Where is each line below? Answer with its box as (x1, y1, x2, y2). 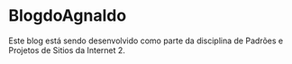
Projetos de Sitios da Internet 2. (8, 44, 125, 55)
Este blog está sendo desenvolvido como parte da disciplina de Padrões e (8, 35, 284, 46)
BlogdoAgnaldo (8, 5, 127, 26)
